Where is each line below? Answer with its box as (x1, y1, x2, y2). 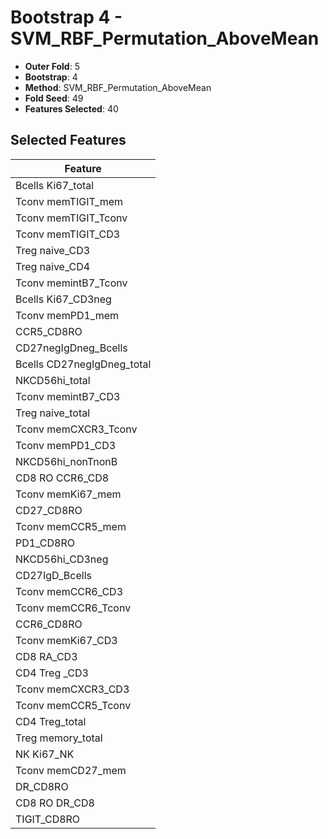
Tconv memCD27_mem (15, 763, 127, 777)
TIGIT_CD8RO (15, 812, 81, 826)
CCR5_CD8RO (15, 324, 83, 338)
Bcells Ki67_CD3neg (15, 292, 112, 306)
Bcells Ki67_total (15, 178, 95, 192)
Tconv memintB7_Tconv (15, 276, 128, 290)
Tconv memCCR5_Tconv (15, 698, 132, 712)
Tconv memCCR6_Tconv (15, 601, 132, 615)
